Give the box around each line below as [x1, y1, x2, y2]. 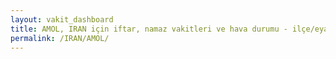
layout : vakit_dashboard [10, 14, 114, 25]
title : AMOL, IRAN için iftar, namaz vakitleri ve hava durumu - [10, 24, 288, 34]
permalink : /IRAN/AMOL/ [10, 33, 110, 43]
